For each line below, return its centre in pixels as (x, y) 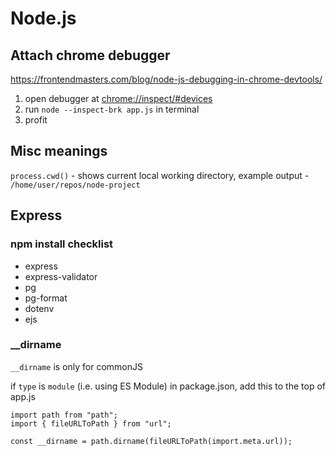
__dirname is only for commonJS (76, 366)
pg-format (46, 298)
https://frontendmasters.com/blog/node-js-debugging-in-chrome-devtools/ (166, 79)
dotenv (39, 308)
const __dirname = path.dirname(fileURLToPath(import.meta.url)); (151, 441)
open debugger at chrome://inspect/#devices (118, 98)
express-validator (61, 276)
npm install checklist (62, 244)
